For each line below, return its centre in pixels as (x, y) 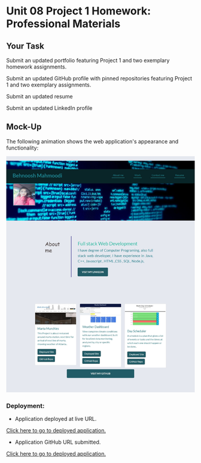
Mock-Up (24, 127)
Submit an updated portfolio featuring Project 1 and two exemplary (88, 60)
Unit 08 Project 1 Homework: (79, 11)
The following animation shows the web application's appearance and (92, 141)
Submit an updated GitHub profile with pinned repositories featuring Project (99, 78)
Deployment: (25, 406)
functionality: (22, 148)
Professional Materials (63, 24)
